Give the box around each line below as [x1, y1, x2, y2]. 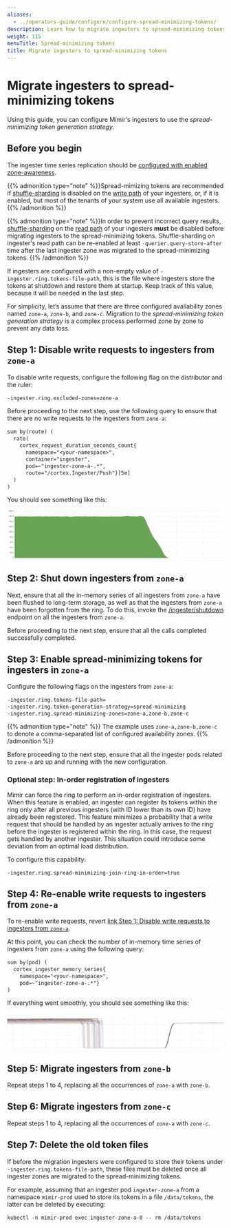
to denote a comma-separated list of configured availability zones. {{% [7, 730, 208, 738]
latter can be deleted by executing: [7, 1200, 106, 1208]
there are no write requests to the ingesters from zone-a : [7, 414, 167, 422]
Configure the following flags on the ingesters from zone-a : [7, 683, 174, 691]
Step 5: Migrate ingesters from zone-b [7, 1063, 171, 1074]
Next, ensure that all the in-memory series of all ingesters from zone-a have [7, 591, 221, 599]
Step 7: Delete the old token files [7, 1139, 149, 1151]
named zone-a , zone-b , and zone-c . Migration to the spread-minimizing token [7, 309, 223, 318]
